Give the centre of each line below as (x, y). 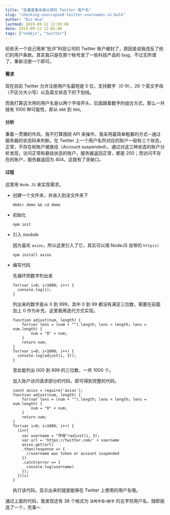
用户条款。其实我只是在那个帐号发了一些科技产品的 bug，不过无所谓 (85, 55)
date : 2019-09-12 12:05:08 (34, 29)
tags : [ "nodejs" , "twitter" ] (36, 33)
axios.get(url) (38, 445)
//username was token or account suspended (73, 453)
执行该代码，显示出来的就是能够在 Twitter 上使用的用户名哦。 (76, 490)
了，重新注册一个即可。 (30, 61)
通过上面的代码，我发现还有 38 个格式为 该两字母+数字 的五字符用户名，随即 (83, 501)
